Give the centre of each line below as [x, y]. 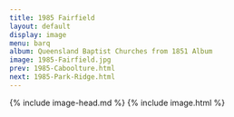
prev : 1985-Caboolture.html [63, 69]
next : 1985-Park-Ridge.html [63, 77]
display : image [38, 34]
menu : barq [30, 43]
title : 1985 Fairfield [52, 18]
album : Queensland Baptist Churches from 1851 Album [111, 52]
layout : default [40, 26]
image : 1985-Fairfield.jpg [60, 60]
